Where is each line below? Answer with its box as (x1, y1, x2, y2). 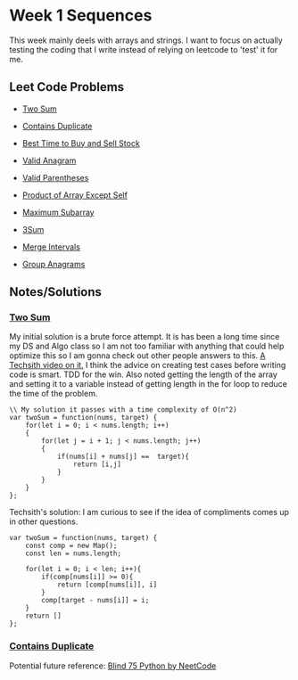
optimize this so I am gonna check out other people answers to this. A (9, 350, 266, 361)
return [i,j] (72, 460, 122, 469)
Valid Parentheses (21, 172, 89, 183)
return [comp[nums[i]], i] (56, 580, 158, 589)
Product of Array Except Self (21, 189, 128, 201)
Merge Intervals (21, 242, 80, 252)
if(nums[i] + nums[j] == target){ (56, 452, 190, 462)
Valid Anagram (21, 155, 77, 166)
